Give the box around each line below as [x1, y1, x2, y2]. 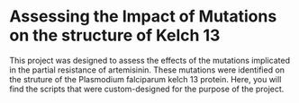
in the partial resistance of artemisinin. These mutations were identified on [9, 64, 285, 75]
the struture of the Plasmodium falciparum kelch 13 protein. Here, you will [9, 73, 282, 84]
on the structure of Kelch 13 [9, 25, 221, 46]
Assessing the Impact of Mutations [9, 6, 277, 27]
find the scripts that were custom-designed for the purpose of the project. [9, 83, 285, 94]
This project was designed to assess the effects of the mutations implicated [9, 55, 291, 65]
